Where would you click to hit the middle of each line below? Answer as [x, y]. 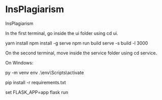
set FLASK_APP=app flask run [37, 92]
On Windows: [19, 62]
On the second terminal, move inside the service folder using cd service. [81, 53]
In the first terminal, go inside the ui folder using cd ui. [62, 33]
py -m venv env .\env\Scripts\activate [45, 73]
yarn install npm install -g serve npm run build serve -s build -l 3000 [77, 43]
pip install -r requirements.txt [36, 82]
